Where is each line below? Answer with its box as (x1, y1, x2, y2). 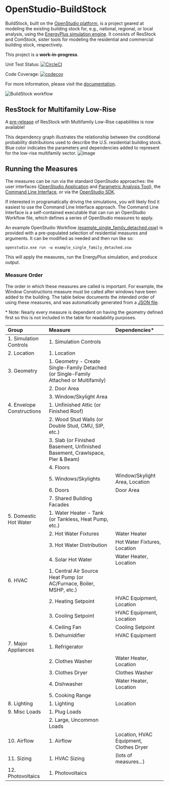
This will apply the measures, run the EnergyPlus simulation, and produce (5, 254, 157, 260)
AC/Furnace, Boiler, (48, 580, 95, 587)
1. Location (48, 350, 75, 357)
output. (5, 259, 20, 265)
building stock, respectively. (5, 41, 64, 47)
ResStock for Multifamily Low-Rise (5, 105, 117, 114)
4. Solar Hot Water (48, 556, 93, 563)
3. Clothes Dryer (48, 669, 88, 676)
